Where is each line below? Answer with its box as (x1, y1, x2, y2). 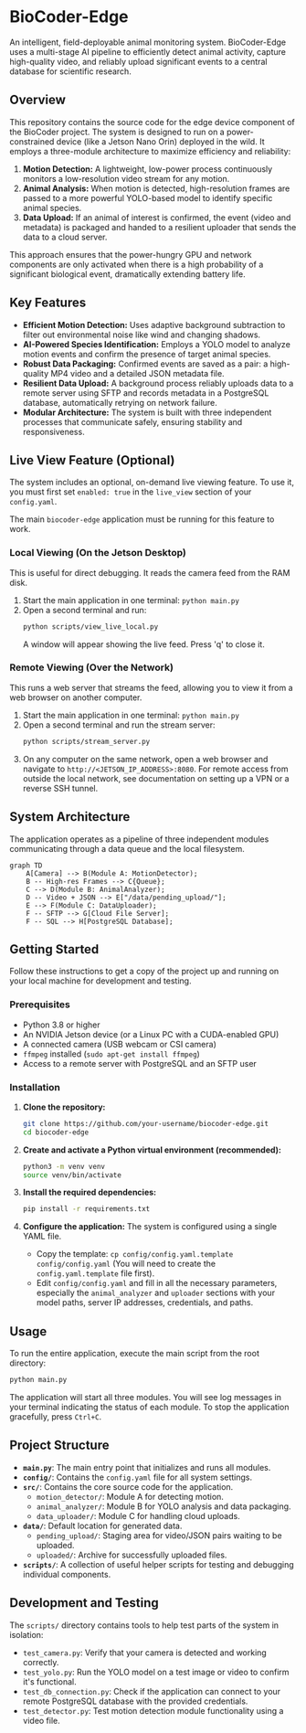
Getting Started (9, 941, 100, 957)
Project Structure (9, 1438, 110, 1453)
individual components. (22, 1568, 111, 1579)
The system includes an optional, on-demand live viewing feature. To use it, (9, 477, 295, 488)
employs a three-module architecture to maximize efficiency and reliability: (9, 145, 291, 156)
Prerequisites (9, 998, 70, 1011)
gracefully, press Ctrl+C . (9, 1411, 102, 1422)
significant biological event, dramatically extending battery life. (9, 268, 246, 280)
